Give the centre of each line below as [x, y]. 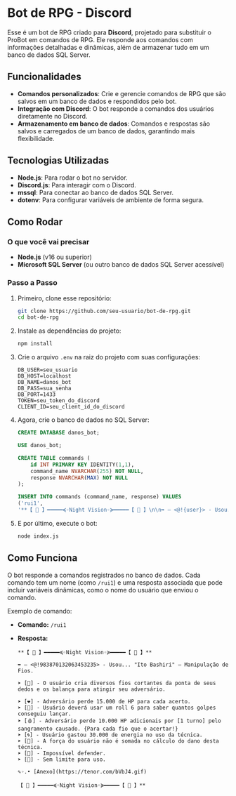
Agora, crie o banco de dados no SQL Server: [83, 420]
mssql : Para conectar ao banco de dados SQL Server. [96, 192]
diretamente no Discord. [52, 116]
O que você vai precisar [48, 241]
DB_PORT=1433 [37, 394]
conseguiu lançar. [44, 714]
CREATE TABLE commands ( [54, 458]
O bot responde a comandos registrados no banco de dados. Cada [104, 575]
